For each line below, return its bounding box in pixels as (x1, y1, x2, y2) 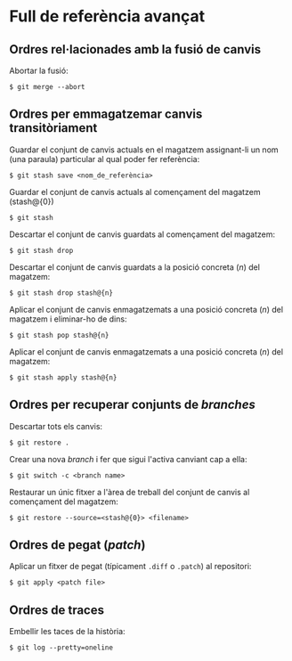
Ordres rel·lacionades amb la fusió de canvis (9, 42, 261, 57)
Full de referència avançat (9, 6, 206, 27)
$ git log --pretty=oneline (9, 643, 114, 652)
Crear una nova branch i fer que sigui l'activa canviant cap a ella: (9, 453, 247, 464)
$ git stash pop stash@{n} (9, 330, 109, 339)
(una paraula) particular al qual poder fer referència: (9, 153, 200, 164)
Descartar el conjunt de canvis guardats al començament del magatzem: (9, 229, 276, 240)
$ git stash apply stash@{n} (9, 372, 118, 382)
